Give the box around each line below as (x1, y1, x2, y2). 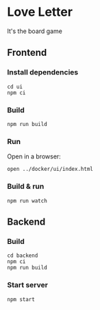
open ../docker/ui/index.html (7, 166, 94, 173)
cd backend (7, 252, 38, 259)
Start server (7, 280, 48, 290)
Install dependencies (7, 68, 79, 77)
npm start (7, 296, 36, 303)
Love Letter (7, 4, 73, 20)
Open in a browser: (7, 152, 62, 161)
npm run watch (7, 197, 48, 204)
